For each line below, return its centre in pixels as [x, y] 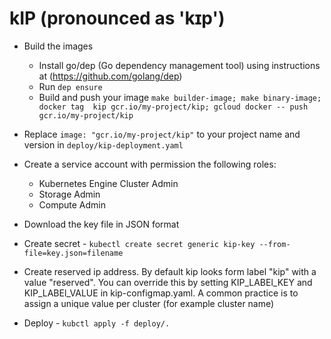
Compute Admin [72, 204]
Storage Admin [69, 194]
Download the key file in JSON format [101, 224]
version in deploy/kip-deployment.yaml [103, 144]
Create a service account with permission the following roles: [150, 164]
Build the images [58, 46]
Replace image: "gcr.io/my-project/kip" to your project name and [162, 134]
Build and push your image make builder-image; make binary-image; [180, 97]
